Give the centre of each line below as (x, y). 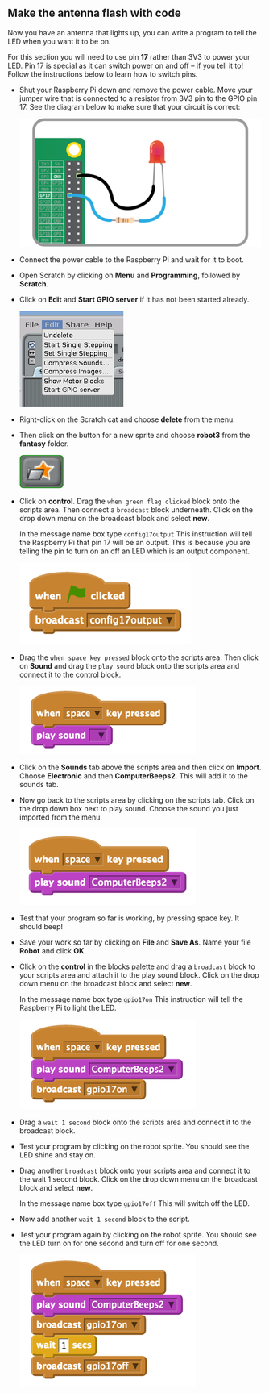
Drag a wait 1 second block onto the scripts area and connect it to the (135, 1122)
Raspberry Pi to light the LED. (68, 1008)
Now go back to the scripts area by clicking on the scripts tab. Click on (137, 800)
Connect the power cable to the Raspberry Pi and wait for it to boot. (132, 260)
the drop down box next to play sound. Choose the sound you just (128, 809)
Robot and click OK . (52, 951)
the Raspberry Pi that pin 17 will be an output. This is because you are (134, 543)
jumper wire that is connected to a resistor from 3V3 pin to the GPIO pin (138, 98)
